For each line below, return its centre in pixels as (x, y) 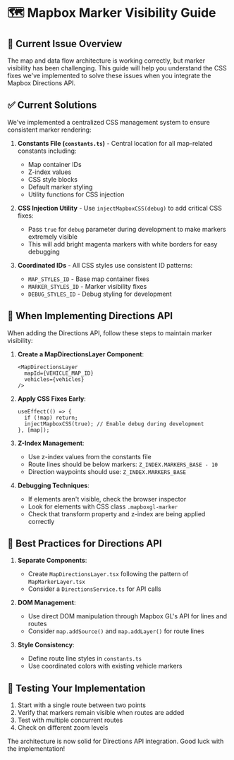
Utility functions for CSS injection (76, 194)
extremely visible (53, 237)
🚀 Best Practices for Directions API (85, 543)
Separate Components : (52, 561)
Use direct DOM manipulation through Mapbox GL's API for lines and (128, 616)
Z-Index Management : (51, 443)
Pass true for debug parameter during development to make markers (127, 229)
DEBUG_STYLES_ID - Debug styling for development (100, 294)
